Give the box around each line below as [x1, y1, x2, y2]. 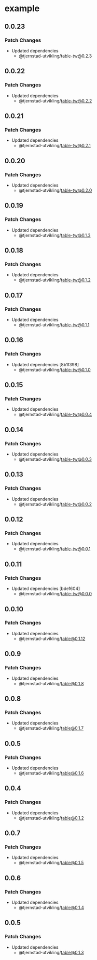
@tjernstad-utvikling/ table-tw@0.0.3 [18, 456, 92, 462]
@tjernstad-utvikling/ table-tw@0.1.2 [18, 277, 91, 283]
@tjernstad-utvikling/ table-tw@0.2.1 [18, 143, 91, 149]
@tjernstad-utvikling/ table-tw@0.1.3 [18, 232, 91, 238]
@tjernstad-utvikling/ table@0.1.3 [18, 949, 84, 955]
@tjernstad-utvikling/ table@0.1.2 [18, 815, 84, 821]
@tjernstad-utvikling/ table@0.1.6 [18, 770, 84, 776]
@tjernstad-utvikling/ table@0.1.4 [18, 904, 84, 910]
